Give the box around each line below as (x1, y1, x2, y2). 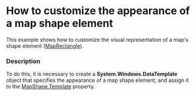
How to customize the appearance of (6, 4, 190, 18)
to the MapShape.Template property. (6, 83, 95, 90)
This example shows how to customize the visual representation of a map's (6, 36, 189, 43)
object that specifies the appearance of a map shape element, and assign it (6, 77, 190, 84)
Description (6, 57, 41, 65)
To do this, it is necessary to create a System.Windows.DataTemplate (6, 71, 178, 78)
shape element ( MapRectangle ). (6, 42, 84, 49)
